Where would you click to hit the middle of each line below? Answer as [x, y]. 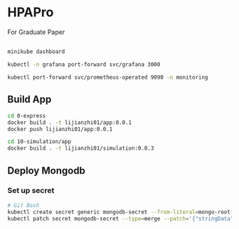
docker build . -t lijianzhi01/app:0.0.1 [70, 122]
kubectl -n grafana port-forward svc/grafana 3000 [84, 65]
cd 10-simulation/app [39, 142]
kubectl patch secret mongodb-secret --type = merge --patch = [99, 218]
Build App [30, 100]
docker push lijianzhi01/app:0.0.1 [60, 129]
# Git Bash [23, 205]
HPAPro [31, 12]
